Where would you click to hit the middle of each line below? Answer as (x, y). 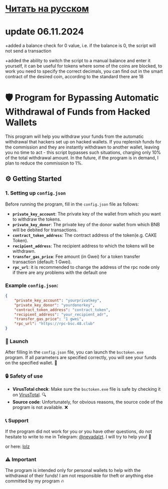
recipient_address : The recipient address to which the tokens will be (83, 246)
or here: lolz (17, 446)
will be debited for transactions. (45, 230)
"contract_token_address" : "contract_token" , (62, 310)
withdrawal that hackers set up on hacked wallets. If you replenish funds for (83, 142)
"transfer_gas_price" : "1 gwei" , (49, 319)
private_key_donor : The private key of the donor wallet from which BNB (86, 224)
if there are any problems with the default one (59, 272)
